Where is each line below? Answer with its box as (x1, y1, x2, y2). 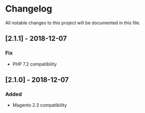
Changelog (5, 3, 52, 15)
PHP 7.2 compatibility (12, 61, 57, 67)
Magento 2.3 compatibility (12, 102, 67, 108)
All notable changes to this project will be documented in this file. (5, 20, 141, 26)
